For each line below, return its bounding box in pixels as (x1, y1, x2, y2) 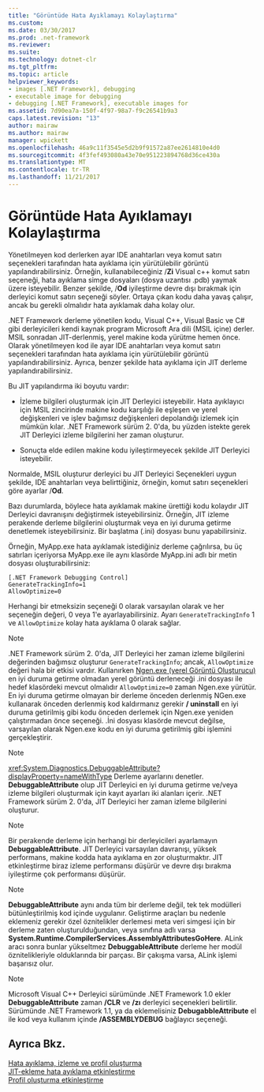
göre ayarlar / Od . (8, 486, 65, 495)
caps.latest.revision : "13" (8, 114, 101, 122)
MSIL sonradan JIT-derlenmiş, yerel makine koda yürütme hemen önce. (8, 332, 240, 342)
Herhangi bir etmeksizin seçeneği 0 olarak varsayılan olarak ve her (8, 601, 225, 610)
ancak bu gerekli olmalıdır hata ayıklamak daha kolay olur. (8, 300, 195, 310)
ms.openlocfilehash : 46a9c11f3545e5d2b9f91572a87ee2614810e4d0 (8, 144, 221, 152)
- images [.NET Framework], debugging (8, 84, 136, 93)
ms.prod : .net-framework (8, 33, 90, 42)
